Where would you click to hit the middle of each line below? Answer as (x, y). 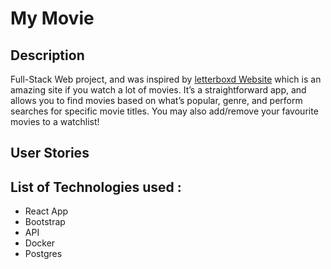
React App (46, 211)
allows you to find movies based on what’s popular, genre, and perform (156, 100)
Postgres (43, 254)
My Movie (52, 18)
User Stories (50, 153)
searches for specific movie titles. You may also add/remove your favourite (164, 111)
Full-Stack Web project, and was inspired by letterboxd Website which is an (166, 79)
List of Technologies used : (96, 187)
